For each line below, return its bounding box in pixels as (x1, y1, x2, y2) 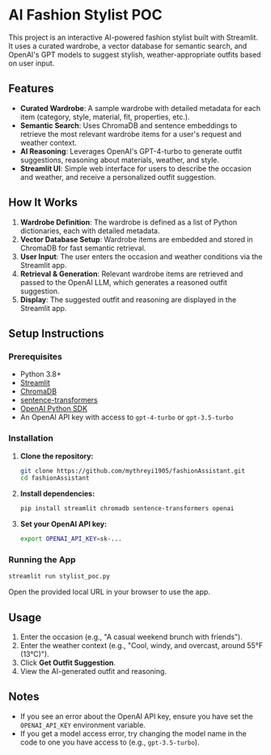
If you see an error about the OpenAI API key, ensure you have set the (19, 711, 253, 721)
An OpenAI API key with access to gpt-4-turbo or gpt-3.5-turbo (19, 412, 234, 422)
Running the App (8, 553, 76, 565)
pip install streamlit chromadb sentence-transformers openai (19, 505, 235, 513)
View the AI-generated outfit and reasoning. (19, 667, 167, 676)
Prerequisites (8, 351, 62, 362)
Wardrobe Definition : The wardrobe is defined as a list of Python (19, 217, 238, 227)
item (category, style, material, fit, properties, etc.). (19, 112, 190, 122)
